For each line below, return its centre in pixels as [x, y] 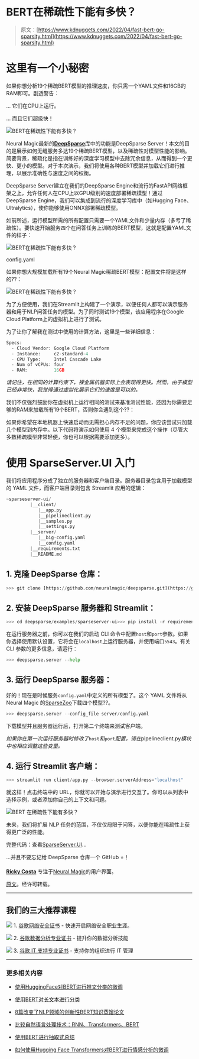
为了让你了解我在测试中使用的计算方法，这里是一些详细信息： [81, 331]
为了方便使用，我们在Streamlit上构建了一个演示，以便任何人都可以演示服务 [97, 304]
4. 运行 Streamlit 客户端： [53, 766]
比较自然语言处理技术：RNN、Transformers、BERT [77, 1025]
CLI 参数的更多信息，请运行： [42, 649]
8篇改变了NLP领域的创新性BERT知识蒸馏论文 [69, 1012]
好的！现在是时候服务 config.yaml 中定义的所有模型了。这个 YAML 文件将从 [97, 695]
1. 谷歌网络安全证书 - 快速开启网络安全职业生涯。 [73, 925]
